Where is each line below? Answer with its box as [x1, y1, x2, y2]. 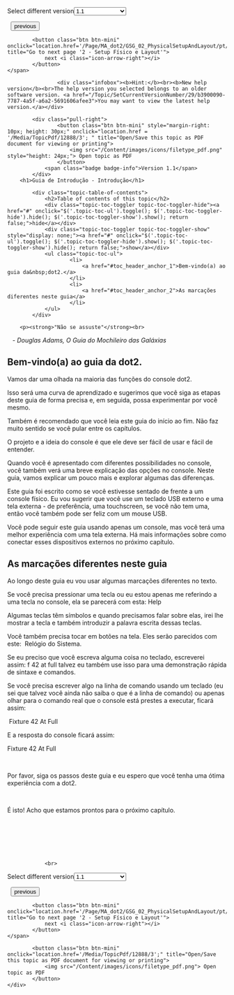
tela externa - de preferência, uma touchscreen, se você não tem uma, [7, 502, 210, 510]
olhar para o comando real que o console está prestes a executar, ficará [7, 696, 214, 704]
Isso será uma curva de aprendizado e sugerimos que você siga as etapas [7, 388, 221, 397]
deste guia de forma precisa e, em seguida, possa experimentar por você [7, 395, 218, 404]
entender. [7, 445, 35, 453]
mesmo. [7, 403, 31, 412]
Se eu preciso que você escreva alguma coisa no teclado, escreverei [7, 653, 205, 661]
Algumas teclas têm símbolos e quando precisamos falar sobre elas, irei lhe [7, 611, 224, 619]
